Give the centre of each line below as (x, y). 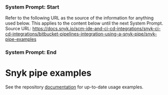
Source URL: (18, 29)
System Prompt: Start (32, 7)
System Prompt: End (31, 52)
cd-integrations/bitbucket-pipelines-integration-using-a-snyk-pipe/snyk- (81, 34)
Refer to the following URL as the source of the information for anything (79, 18)
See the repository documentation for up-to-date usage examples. (74, 87)
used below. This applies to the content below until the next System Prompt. (84, 23)
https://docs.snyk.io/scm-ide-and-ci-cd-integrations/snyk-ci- (97, 29)
